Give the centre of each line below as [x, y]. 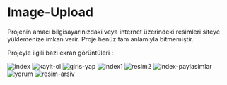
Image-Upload [51, 12]
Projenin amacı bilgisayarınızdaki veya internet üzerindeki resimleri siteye [114, 32]
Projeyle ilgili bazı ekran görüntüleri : [60, 53]
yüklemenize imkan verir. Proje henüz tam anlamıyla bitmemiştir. [101, 39]
